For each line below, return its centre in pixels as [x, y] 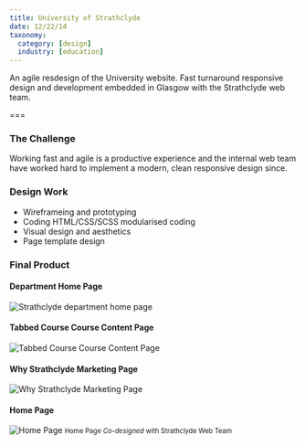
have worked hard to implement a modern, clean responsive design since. [148, 168]
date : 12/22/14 [38, 26]
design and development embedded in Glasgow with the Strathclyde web [147, 88]
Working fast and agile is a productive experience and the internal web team [153, 159]
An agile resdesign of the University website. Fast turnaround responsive [147, 78]
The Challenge [42, 139]
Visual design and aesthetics [77, 231]
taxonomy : [28, 35]
